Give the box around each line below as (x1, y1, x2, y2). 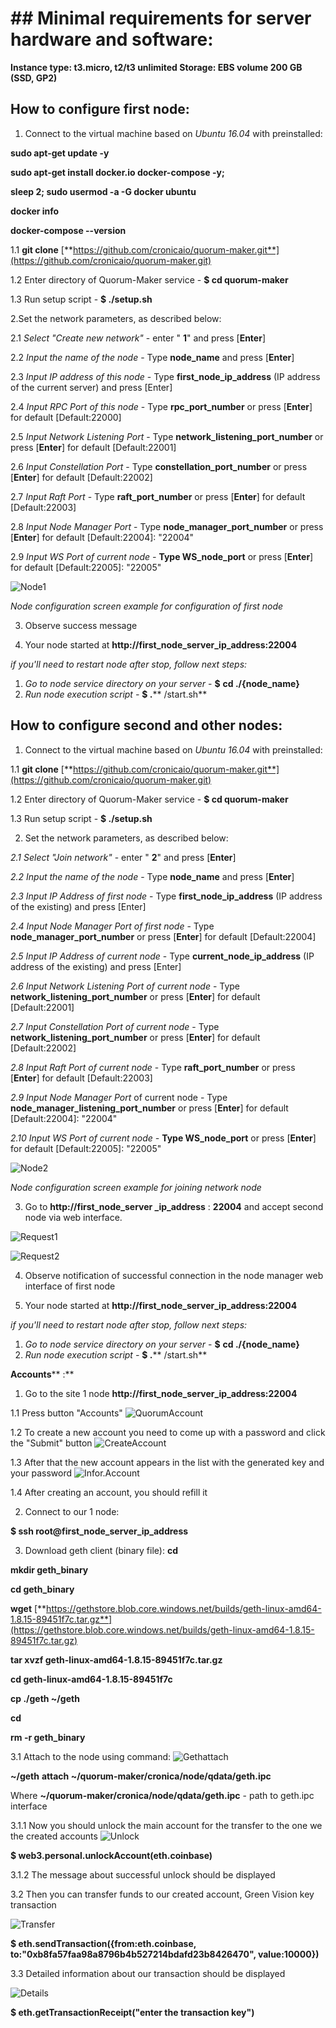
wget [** (10, 1602, 47, 1614)
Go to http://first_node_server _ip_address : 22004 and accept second (24, 1200, 324, 1212)
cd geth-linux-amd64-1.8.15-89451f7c (10, 1673, 173, 1685)
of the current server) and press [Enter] (10, 381, 173, 393)
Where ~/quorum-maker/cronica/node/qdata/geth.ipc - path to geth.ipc (10, 1789, 315, 1801)
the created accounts (10, 1830, 98, 1842)
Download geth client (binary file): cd (24, 1544, 178, 1556)
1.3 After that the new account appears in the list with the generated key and (10, 1456, 325, 1468)
